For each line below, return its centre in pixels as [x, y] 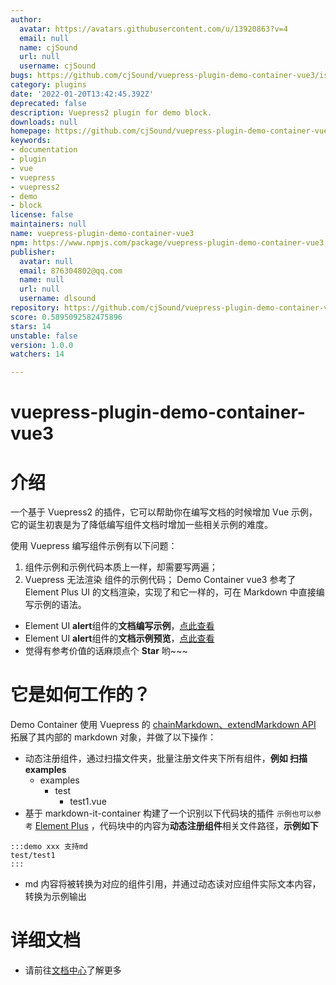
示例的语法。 [60, 605]
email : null [44, 38]
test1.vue [88, 802]
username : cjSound [58, 66]
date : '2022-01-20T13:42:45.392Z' [82, 94]
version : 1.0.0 [42, 345]
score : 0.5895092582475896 [66, 317]
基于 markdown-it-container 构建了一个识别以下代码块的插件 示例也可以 [169, 813]
